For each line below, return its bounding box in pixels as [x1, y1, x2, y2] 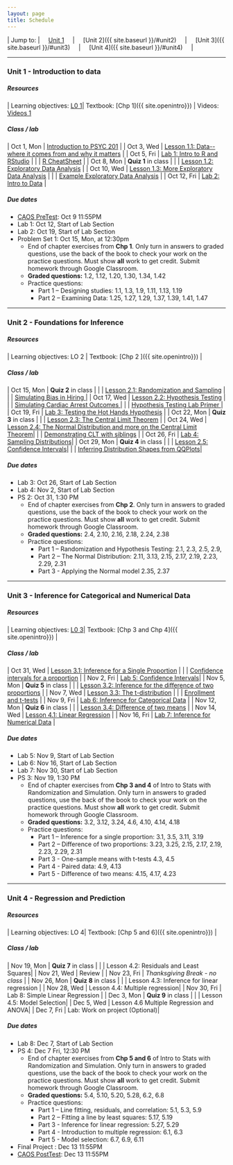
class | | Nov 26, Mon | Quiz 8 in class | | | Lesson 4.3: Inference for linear [7, 976, 218, 984]
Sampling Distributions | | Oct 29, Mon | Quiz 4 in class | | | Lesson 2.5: [7, 438, 209, 446]
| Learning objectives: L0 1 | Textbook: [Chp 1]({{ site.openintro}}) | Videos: [7, 101, 219, 110]
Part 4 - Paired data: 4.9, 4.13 [37, 862, 121, 870]
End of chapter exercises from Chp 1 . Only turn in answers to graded [27, 242, 224, 251]
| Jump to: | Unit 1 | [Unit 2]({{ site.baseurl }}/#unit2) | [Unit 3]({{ [7, 35, 225, 44]
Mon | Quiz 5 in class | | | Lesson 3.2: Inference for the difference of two [7, 681, 214, 690]
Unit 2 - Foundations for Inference [7, 317, 124, 327]
